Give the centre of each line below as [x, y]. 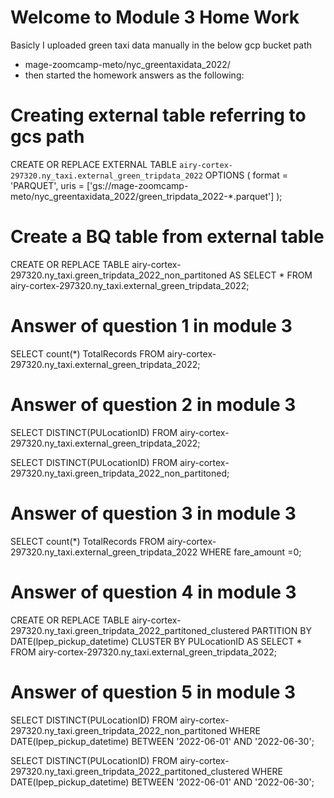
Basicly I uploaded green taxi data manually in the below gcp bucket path [161, 45]
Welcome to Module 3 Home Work [155, 17]
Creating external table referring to [158, 115]
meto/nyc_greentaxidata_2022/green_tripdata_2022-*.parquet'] [142, 196]
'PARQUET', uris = [47, 185]
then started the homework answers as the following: [134, 75]
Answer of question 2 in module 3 [153, 404]
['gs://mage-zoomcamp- [137, 185]
